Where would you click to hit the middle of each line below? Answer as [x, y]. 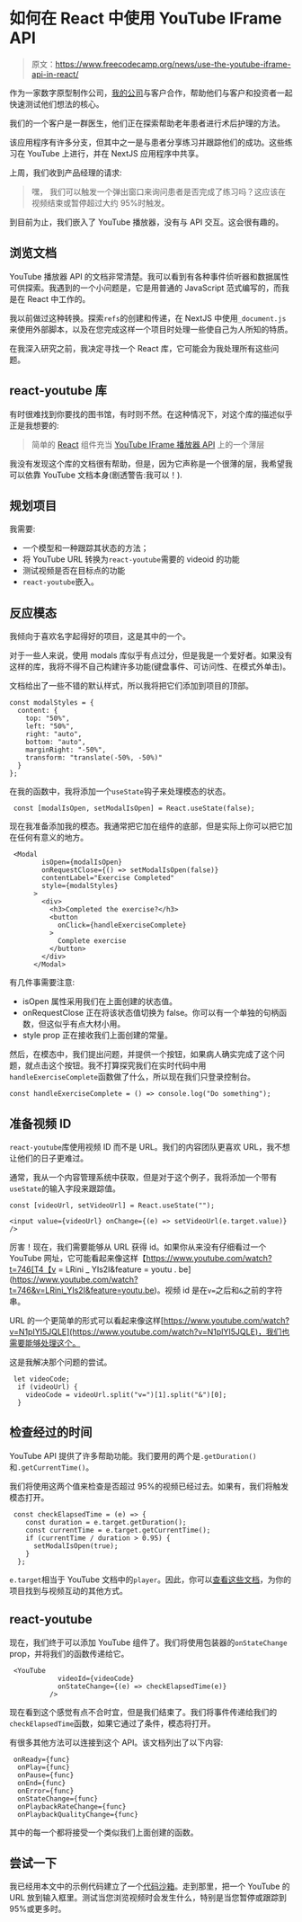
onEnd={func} [42, 1783]
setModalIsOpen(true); [75, 1546]
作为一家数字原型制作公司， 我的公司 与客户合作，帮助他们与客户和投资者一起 [151, 93]
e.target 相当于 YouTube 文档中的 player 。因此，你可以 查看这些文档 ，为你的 [151, 1579]
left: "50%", [50, 726]
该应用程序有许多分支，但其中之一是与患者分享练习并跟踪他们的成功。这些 [147, 142]
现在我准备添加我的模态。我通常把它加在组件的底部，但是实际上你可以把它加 [151, 826]
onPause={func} [46, 1775]
